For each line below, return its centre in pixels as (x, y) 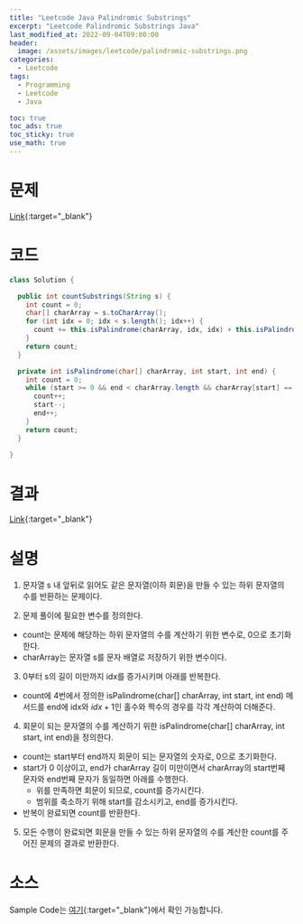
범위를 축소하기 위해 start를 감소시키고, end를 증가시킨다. (137, 802)
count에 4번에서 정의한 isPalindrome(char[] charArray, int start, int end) (153, 696)
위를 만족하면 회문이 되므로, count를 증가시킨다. (120, 790)
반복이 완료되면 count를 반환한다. (81, 813)
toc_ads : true (36, 126)
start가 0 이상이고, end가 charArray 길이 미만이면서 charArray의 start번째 (154, 768)
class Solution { (42, 280)
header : (24, 43)
